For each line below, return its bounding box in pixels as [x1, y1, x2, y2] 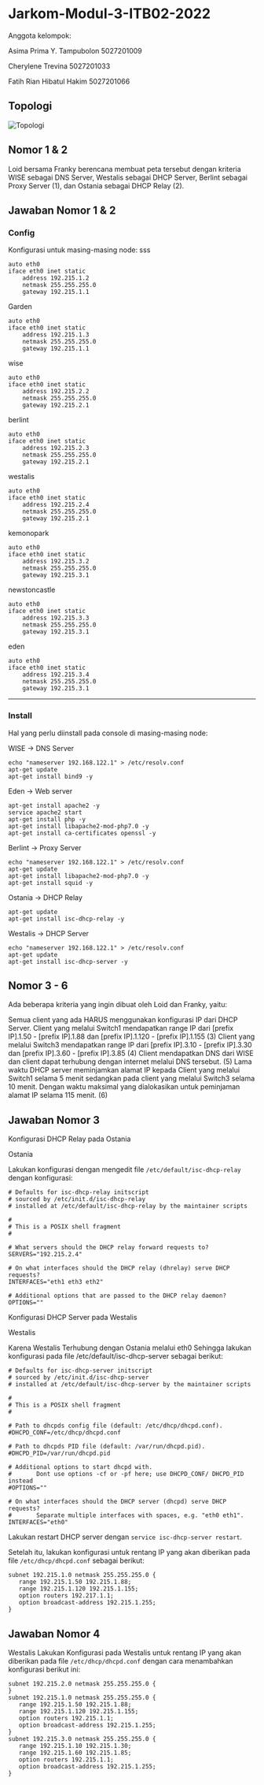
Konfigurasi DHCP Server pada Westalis [8, 1313, 137, 1322]
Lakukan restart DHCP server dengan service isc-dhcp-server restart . [8, 1532, 242, 1541]
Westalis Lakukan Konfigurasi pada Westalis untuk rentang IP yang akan [8, 1648, 242, 1657]
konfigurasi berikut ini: [8, 1664, 81, 1674]
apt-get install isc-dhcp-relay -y [8, 915, 125, 923]
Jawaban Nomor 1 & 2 [8, 203, 116, 217]
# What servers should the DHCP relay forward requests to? [8, 1244, 210, 1251]
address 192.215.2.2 [22, 388, 90, 396]
